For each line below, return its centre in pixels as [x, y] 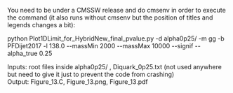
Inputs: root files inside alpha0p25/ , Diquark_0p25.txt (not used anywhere [115, 67]
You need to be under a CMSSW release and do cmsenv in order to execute [116, 10]
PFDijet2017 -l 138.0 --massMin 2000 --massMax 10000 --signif [100, 46]
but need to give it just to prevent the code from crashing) [91, 74]
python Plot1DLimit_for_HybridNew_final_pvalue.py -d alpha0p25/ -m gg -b [116, 38]
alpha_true [22, 53]
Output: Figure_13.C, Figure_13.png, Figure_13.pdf [78, 82]
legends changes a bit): [41, 25]
